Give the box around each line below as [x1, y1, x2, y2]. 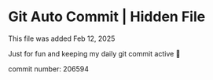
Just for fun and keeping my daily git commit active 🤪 [8, 49, 181, 58]
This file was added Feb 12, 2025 [8, 34, 116, 43]
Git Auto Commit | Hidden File [8, 8, 206, 26]
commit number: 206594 [8, 64, 89, 74]
